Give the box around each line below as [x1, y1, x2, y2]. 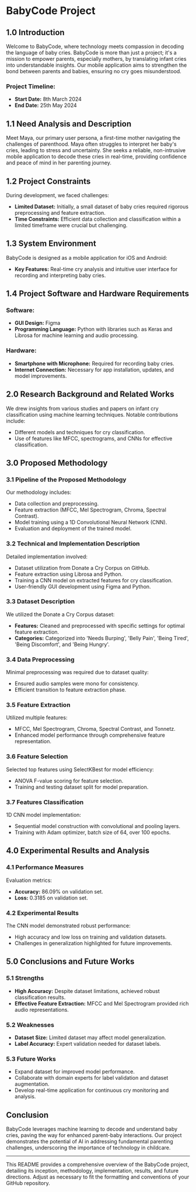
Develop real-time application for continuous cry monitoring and [14, 1087, 169, 1094]
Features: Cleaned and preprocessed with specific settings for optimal [14, 622, 185, 629]
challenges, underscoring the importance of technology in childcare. [6, 1144, 171, 1151]
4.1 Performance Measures [6, 863, 84, 871]
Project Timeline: [6, 82, 55, 90]
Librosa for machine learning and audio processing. [14, 332, 139, 339]
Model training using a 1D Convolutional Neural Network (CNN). [14, 519, 167, 526]
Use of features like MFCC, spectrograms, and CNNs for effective [14, 435, 173, 442]
